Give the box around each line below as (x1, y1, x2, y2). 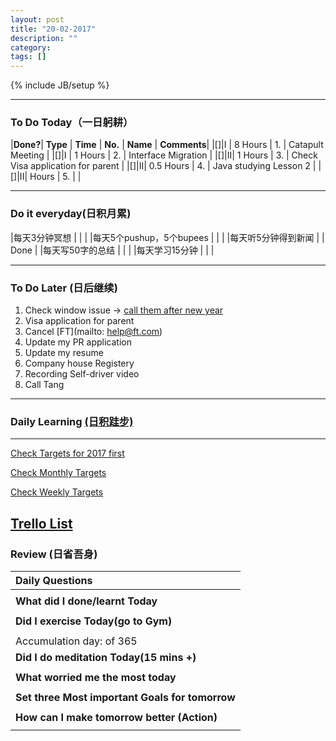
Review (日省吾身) (10, 547, 98, 561)
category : (10, 42, 52, 53)
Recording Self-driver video (24, 368, 140, 380)
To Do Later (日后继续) (10, 281, 118, 295)
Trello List (10, 515, 73, 532)
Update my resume (24, 347, 104, 359)
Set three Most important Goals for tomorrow (15, 691, 236, 704)
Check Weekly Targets (10, 486, 104, 498)
